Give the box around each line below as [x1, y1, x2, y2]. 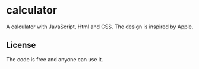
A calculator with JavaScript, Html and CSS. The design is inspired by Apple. [6, 23, 194, 30]
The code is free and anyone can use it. [6, 55, 103, 63]
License [6, 40, 36, 50]
